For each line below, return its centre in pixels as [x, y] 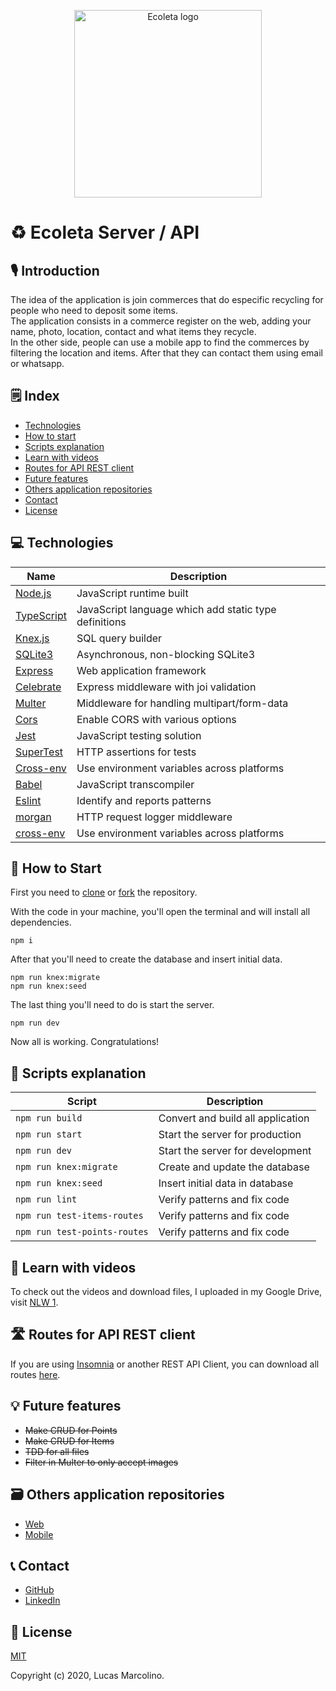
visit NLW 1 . [34, 1302]
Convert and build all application [234, 1118]
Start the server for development [235, 1151]
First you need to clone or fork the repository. [104, 892]
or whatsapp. [37, 363]
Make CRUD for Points [71, 1430]
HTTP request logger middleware [154, 817]
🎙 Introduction [55, 270]
